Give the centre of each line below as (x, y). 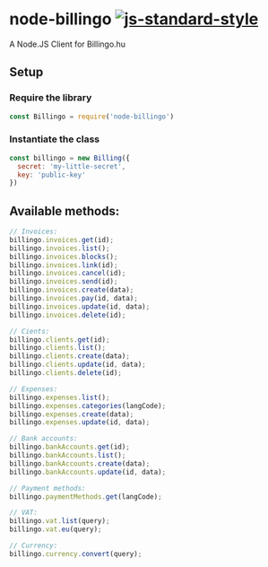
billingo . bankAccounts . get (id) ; (69, 447)
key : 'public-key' (52, 175)
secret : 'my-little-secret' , (72, 166)
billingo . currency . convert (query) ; (76, 554)
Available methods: (65, 211)
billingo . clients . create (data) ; (69, 356)
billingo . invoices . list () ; (60, 248)
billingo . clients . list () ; (57, 348)
